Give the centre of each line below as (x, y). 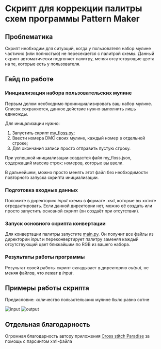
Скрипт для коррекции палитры (73, 9)
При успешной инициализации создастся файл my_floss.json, (68, 157)
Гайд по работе (29, 79)
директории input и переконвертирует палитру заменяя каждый (72, 239)
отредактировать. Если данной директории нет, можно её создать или (79, 206)
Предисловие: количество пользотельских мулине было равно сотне (77, 300)
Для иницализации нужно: (32, 123)
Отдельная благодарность (48, 324)
